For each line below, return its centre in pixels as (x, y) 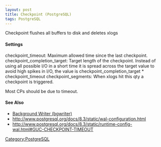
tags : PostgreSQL (23, 19)
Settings (14, 44)
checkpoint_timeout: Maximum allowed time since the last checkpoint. (77, 55)
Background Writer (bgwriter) (42, 113)
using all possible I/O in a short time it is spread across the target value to (80, 66)
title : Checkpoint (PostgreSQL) (38, 14)
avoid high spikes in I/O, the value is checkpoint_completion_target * (75, 71)
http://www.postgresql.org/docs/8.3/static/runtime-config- (72, 124)
